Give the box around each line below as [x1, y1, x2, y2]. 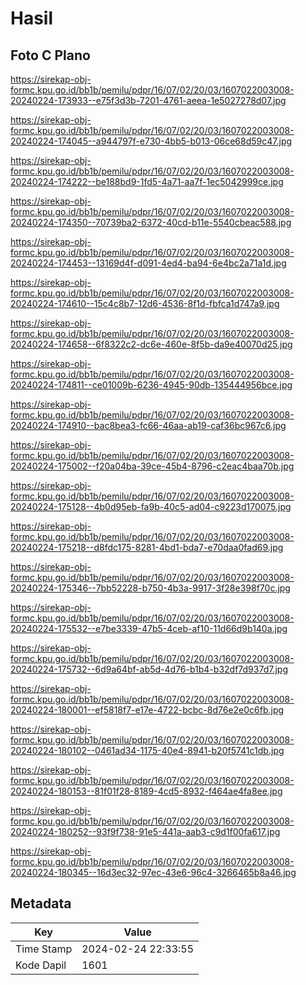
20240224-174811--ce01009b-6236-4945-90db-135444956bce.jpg [10, 379, 293, 391]
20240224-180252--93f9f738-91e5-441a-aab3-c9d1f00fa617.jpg [10, 826, 281, 837]
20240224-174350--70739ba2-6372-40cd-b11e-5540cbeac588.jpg [10, 217, 292, 228]
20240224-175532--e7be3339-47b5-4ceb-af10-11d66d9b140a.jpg [10, 623, 288, 634]
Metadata [10, 895, 72, 912]
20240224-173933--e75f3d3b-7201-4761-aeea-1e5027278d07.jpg [10, 95, 287, 106]
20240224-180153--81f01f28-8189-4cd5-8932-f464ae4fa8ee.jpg [10, 785, 283, 797]
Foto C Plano [10, 47, 91, 64]
